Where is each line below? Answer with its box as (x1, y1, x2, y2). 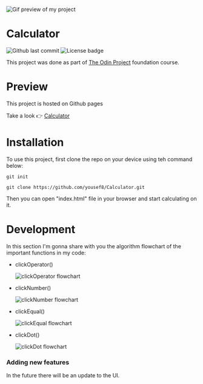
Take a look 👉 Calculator (6, 112, 70, 119)
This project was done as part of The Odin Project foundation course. (6, 58, 180, 66)
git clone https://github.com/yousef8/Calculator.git (6, 184, 145, 190)
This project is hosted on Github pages (6, 100, 103, 107)
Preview (6, 80, 48, 94)
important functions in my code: (6, 249, 86, 256)
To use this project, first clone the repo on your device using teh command (6, 155, 193, 163)
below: (6, 162, 23, 169)
